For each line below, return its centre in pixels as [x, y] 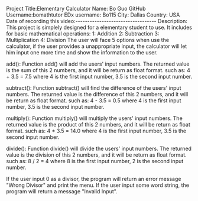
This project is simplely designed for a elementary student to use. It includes [99, 27]
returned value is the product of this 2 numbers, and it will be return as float [98, 124]
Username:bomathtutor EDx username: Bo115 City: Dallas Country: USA [93, 15]
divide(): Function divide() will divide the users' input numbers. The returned [99, 148]
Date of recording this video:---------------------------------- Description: [97, 21]
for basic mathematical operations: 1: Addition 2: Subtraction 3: [83, 34]
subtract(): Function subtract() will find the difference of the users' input [94, 88]
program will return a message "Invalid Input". [62, 191]
